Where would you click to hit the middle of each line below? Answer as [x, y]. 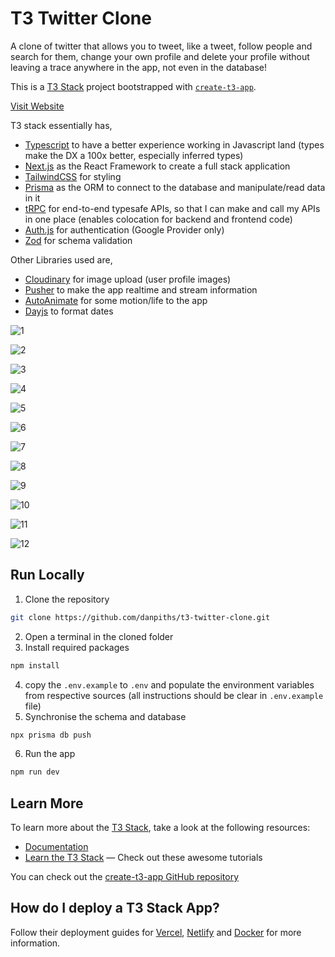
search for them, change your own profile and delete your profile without [160, 56]
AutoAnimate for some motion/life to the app [116, 300]
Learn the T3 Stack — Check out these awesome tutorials [143, 858]
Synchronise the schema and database [105, 716]
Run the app [50, 754]
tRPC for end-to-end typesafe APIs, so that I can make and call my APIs [172, 208]
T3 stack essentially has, [61, 125]
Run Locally [47, 575]
